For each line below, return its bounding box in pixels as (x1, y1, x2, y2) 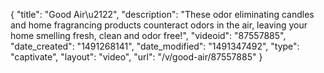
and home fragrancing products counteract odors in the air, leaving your (10, 19, 308, 31)
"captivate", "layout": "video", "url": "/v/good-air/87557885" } (10, 51, 263, 63)
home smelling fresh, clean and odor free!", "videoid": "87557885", (10, 30, 287, 41)
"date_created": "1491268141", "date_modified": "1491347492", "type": (10, 40, 300, 52)
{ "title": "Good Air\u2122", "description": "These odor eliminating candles (10, 9, 315, 20)
